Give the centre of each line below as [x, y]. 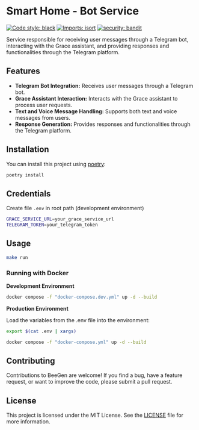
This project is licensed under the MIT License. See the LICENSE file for [95, 415]
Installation [28, 150]
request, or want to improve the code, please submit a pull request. [89, 382]
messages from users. [43, 117]
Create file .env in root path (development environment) [75, 208]
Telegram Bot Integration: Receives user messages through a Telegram [104, 86]
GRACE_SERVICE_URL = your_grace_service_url [60, 219]
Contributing [31, 361]
